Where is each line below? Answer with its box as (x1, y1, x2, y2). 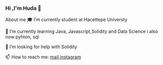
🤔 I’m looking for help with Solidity (5, 44, 77, 50)
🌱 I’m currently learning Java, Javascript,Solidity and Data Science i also (5, 28, 158, 35)
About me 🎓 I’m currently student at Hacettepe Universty (5, 16, 128, 23)
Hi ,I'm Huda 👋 (5, 5, 42, 12)
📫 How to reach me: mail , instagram (5, 54, 81, 60)
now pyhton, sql (5, 34, 39, 40)
